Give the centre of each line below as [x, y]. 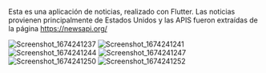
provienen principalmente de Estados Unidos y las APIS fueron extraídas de [133, 20]
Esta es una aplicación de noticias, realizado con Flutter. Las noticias [122, 12]
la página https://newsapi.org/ [58, 28]
